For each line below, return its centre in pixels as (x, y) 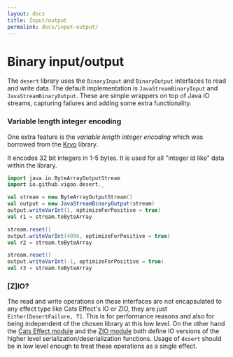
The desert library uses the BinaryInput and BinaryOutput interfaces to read (117, 81)
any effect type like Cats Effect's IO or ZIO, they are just (87, 309)
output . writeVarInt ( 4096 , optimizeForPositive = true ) (89, 236)
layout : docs (26, 14)
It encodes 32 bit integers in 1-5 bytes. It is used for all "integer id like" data (116, 158)
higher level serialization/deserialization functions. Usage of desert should (114, 339)
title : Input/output (37, 20)
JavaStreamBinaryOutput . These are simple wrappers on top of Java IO (108, 96)
